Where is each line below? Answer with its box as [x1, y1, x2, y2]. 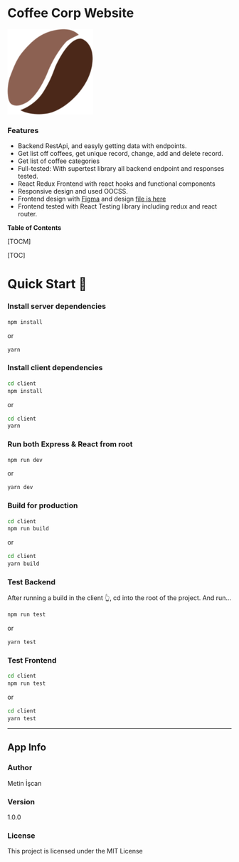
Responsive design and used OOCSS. [17, 187, 128, 196]
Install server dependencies [7, 301, 107, 311]
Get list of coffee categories [17, 157, 100, 165]
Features [7, 125, 39, 135]
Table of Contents [7, 224, 62, 232]
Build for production [7, 500, 78, 510]
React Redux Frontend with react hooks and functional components [17, 179, 216, 188]
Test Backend [7, 577, 55, 587]
